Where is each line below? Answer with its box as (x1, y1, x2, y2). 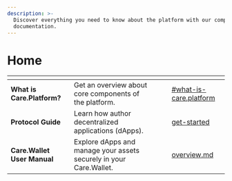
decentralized (73, 118, 119, 127)
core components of (73, 89, 140, 98)
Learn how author (73, 109, 131, 118)
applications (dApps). (73, 126, 144, 136)
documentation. (13, 23, 57, 30)
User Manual (10, 154, 54, 164)
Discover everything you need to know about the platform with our (13, 17, 212, 23)
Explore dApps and (73, 137, 136, 147)
